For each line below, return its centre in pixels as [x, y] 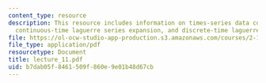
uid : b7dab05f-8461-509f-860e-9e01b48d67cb [81, 67]
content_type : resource [47, 15]
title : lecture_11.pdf [46, 60]
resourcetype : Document [47, 52]
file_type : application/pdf [55, 45]
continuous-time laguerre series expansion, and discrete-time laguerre [138, 30]
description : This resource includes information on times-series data [129, 23]
